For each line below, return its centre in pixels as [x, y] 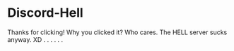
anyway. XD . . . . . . [35, 39]
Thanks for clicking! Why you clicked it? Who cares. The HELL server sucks [117, 32]
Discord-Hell [45, 13]
